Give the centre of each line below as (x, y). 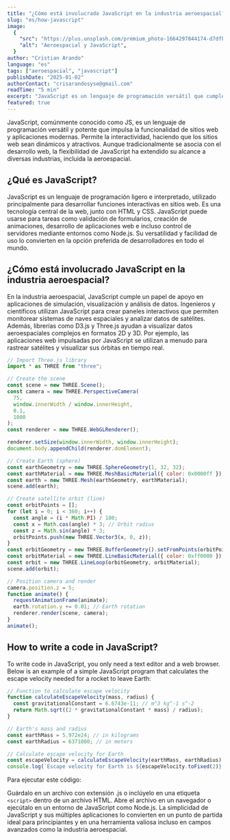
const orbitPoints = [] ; (42, 505)
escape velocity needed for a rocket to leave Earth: (79, 678)
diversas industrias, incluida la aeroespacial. (69, 158)
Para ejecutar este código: (44, 780)
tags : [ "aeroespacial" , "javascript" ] (62, 71)
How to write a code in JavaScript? (83, 648)
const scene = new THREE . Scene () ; (56, 385)
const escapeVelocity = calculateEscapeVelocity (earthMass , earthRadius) (115, 760)
